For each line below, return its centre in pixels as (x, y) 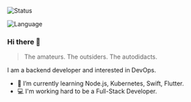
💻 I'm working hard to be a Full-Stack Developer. (87, 91)
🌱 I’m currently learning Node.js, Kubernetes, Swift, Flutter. (100, 83)
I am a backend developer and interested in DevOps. (82, 70)
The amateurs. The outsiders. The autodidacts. (91, 57)
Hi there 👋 (24, 41)
